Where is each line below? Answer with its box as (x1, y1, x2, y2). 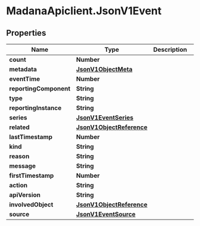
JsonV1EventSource (76, 210, 136, 218)
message (9, 162, 36, 170)
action (9, 181, 28, 189)
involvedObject (9, 200, 54, 209)
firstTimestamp (9, 171, 54, 180)
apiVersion (9, 191, 40, 199)
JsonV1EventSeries (76, 114, 134, 121)
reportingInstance (9, 104, 62, 112)
